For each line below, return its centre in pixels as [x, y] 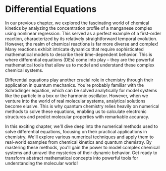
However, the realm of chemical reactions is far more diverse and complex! [82, 44]
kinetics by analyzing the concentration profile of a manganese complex [79, 28]
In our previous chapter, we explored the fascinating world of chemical [77, 23]
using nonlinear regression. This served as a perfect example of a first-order [83, 33]
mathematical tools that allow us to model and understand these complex [80, 65]
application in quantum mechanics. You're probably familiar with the [75, 85]
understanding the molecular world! [42, 163]
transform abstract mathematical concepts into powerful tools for [72, 158]
